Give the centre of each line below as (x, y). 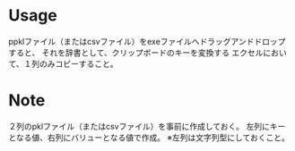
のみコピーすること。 (78, 63)
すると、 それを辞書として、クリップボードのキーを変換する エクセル (136, 52)
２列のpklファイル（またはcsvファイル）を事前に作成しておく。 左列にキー (147, 126)
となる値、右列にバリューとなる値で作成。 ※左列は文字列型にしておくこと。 (149, 137)
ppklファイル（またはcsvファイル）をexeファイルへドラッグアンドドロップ (147, 41)
